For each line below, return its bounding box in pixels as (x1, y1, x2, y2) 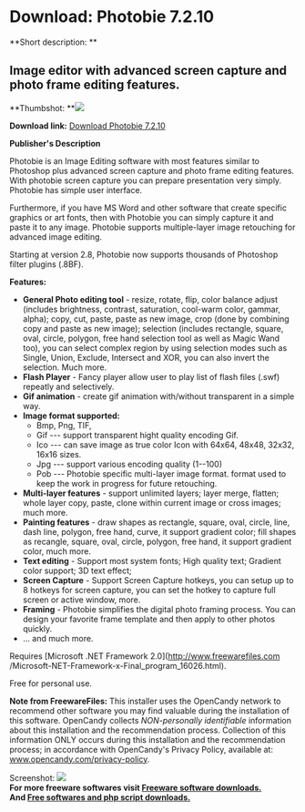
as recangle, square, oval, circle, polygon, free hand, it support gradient (22, 536, 292, 547)
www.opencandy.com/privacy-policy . (9, 754, 150, 765)
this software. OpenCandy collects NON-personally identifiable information (9, 714, 292, 725)
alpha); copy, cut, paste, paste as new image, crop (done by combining (22, 313, 290, 324)
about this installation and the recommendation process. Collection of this (9, 725, 287, 735)
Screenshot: (9, 772, 56, 783)
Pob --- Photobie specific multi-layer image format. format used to (36, 468, 287, 479)
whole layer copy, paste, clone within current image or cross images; (22, 497, 281, 508)
